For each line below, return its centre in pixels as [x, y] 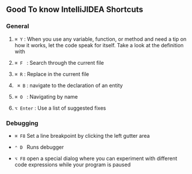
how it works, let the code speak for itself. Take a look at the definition [99, 45]
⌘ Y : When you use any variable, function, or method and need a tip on [100, 39]
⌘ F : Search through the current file [59, 62]
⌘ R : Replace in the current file [52, 74]
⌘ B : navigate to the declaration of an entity [70, 85]
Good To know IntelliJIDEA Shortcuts [75, 10]
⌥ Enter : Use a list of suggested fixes [60, 108]
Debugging [22, 123]
